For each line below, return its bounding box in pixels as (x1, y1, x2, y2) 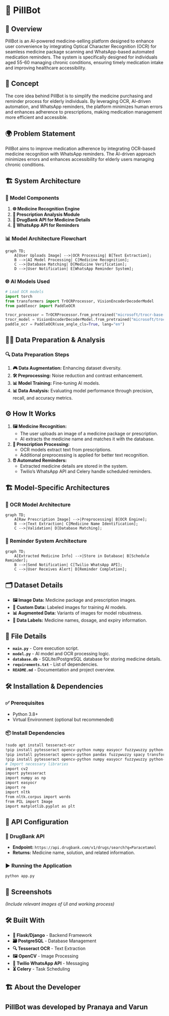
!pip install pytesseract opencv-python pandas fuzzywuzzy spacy (5, 752, 145, 757)
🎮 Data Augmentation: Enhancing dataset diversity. (12, 365, 122, 371)
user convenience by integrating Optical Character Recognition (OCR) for (5, 43, 157, 49)
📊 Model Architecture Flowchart (5, 235, 87, 242)
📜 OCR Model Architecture (5, 501, 71, 508)
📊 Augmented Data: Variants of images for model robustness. (12, 610, 142, 616)
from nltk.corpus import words (5, 794, 71, 799)
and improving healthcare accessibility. (5, 65, 87, 71)
